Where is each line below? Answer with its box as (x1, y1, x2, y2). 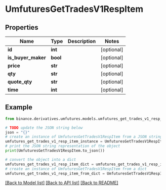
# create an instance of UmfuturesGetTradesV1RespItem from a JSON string (5, 135, 163, 140)
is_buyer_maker (7, 54, 46, 61)
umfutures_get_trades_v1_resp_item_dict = (5, 162, 94, 167)
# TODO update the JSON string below (5, 125, 83, 130)
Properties (5, 23, 39, 32)
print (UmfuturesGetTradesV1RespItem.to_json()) (5, 148, 105, 153)
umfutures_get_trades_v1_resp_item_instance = (5, 139, 103, 144)
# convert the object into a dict (5, 157, 77, 162)
